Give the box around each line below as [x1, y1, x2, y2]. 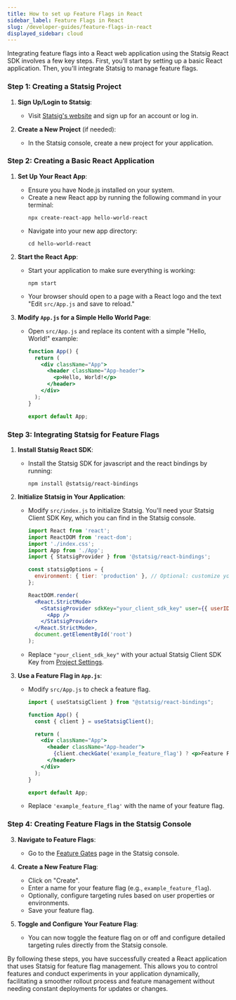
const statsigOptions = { [27, 566, 104, 573]
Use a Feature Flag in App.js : [17, 671, 103, 679]
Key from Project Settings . [27, 658, 104, 666]
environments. [27, 898, 70, 907]
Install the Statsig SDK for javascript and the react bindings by [27, 459, 208, 468]
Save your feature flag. [27, 906, 95, 914]
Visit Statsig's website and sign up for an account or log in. [27, 111, 199, 120]
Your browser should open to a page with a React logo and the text [27, 292, 222, 300]
